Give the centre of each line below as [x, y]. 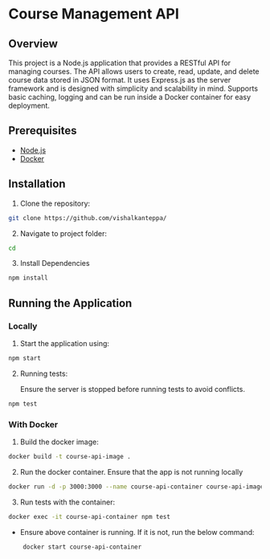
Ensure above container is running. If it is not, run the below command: [137, 532]
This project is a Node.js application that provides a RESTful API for [120, 63]
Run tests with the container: [67, 502]
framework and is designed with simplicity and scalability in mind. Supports [133, 88]
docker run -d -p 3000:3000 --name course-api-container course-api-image [136, 487]
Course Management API [94, 14]
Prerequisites [43, 131]
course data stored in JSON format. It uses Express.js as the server [120, 80]
